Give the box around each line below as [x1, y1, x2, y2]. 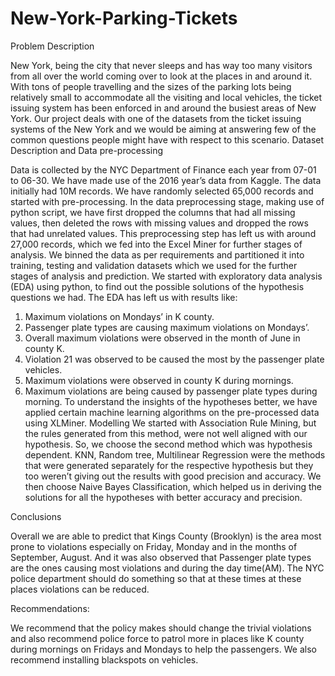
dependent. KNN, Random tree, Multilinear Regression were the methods [24, 448, 326, 461]
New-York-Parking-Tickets [10, 7, 238, 30]
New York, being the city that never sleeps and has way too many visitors [10, 59, 313, 71]
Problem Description [10, 40, 95, 52]
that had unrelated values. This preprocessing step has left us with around [10, 227, 317, 239]
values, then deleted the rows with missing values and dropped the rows [10, 217, 309, 229]
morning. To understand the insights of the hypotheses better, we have [24, 395, 318, 407]
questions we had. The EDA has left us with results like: [10, 291, 238, 303]
